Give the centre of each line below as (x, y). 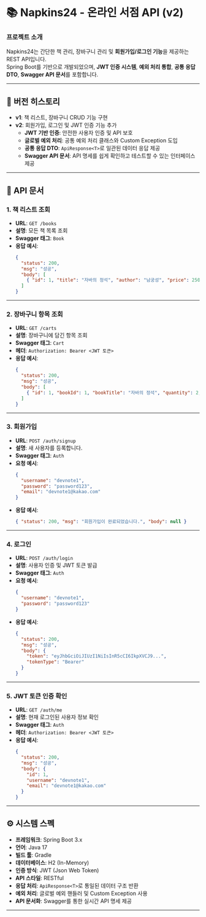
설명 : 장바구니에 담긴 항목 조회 (51, 336)
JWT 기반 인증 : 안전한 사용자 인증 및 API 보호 (78, 133)
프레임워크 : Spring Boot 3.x (49, 839)
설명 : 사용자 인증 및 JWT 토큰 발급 (56, 566)
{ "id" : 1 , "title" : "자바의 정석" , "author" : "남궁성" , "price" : (108, 280)
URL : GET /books (36, 223)
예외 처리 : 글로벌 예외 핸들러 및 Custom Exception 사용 (82, 893)
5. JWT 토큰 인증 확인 (37, 696)
